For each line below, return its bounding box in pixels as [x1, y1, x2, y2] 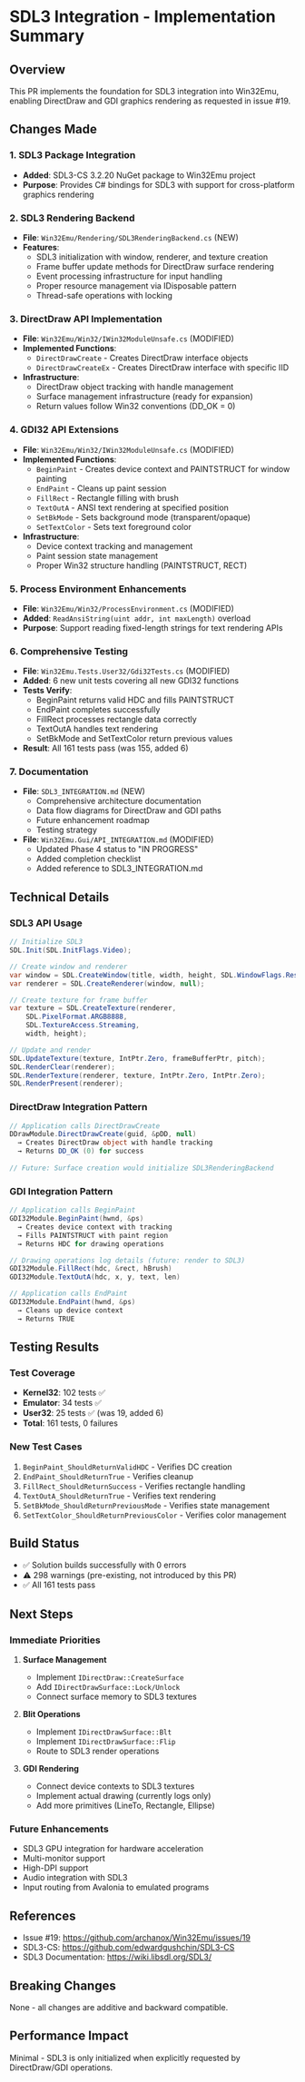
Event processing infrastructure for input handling [35, 270, 223, 281]
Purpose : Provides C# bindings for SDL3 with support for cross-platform [22, 179, 295, 190]
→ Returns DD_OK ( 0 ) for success [17, 1146, 144, 1156]
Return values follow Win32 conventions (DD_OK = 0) [35, 401, 236, 412]
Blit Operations [22, 1709, 81, 1720]
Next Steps [9, 1606, 74, 1622]
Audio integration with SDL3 [22, 1872, 128, 1883]
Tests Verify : [22, 685, 73, 696]
